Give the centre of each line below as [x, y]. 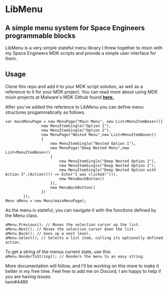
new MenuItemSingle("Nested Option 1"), [93, 143]
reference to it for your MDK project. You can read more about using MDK [81, 92]
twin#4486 [17, 282]
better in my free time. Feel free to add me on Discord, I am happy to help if [83, 271]
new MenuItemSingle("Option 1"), [76, 126]
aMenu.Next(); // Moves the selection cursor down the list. [71, 229]
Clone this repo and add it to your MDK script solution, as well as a [74, 86]
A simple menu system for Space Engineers [75, 28]
